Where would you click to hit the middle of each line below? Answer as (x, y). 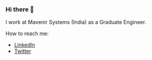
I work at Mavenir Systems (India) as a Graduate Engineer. (76, 22)
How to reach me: (27, 34)
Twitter (23, 51)
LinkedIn (24, 45)
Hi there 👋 (20, 9)
